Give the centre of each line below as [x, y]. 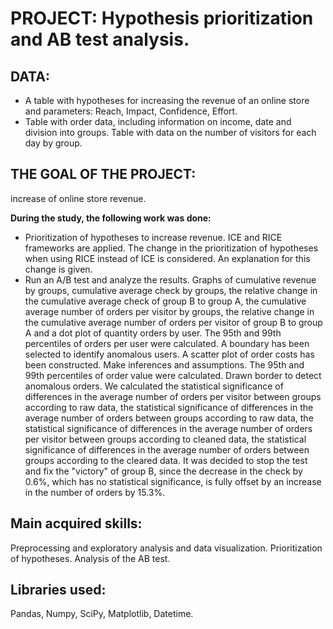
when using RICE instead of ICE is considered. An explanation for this [167, 258]
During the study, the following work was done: [111, 218]
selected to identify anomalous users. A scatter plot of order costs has [169, 354]
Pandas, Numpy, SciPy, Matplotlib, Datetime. [102, 614]
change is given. [58, 269]
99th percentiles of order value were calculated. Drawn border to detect [173, 375]
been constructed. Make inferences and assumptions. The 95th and [164, 364]
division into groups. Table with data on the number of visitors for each [170, 132]
